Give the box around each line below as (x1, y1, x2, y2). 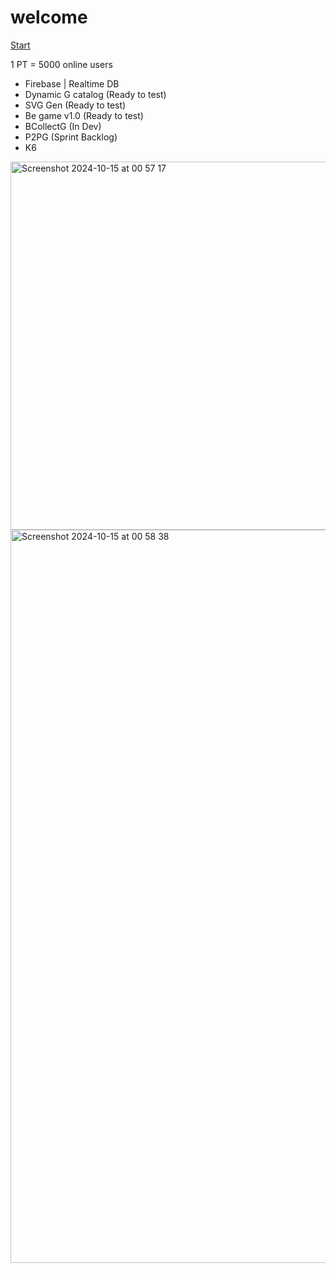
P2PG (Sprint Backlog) (24, 131, 118, 143)
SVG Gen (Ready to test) (24, 99, 127, 111)
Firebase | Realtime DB (24, 77, 120, 90)
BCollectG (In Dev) (24, 120, 102, 132)
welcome (10, 6, 88, 29)
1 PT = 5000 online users (10, 58, 113, 70)
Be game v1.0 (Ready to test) (24, 109, 144, 121)
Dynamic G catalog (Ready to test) (24, 88, 167, 100)
